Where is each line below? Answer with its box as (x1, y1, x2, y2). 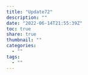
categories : (6, 43, 36, 49)
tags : (6, 54, 20, 60)
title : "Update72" (6, 8, 53, 15)
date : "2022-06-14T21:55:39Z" (6, 20, 83, 26)
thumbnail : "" (6, 37, 42, 43)
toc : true (6, 25, 32, 32)
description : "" (6, 15, 47, 21)
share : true (6, 31, 36, 37)
